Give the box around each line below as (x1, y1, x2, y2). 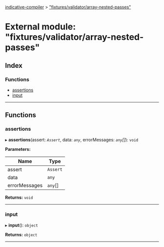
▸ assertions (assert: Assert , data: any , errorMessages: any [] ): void (5, 137, 138, 143)
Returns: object (5, 231, 38, 237)
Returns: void (5, 194, 33, 200)
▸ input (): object (5, 222, 38, 228)
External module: (5, 21, 76, 32)
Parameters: (5, 146, 31, 152)
